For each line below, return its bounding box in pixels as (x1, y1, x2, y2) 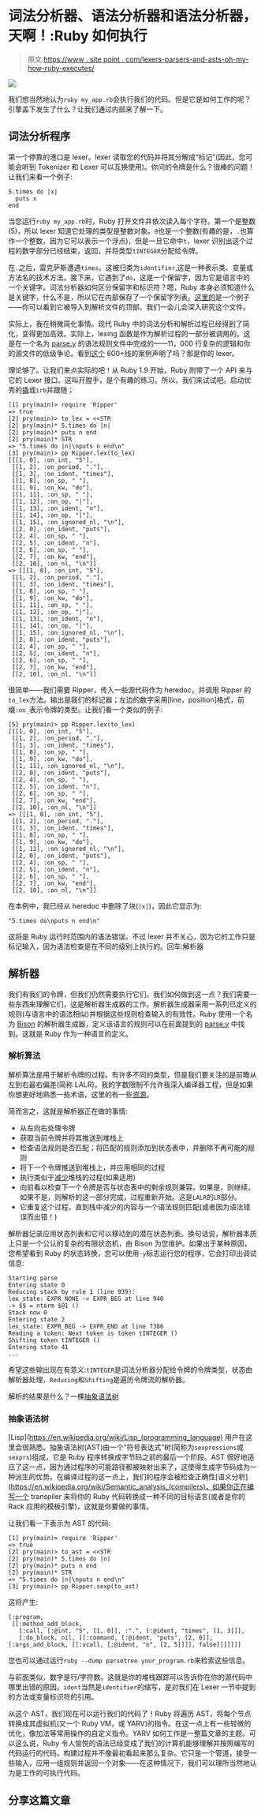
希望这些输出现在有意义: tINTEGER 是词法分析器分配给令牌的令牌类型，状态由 (8, 1365, 253, 1374)
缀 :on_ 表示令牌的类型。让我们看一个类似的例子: (8, 704, 163, 714)
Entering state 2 (8, 1315, 65, 1323)
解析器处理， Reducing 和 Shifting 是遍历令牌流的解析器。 (8, 1374, 189, 1384)
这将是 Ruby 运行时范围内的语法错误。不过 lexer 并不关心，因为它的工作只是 (8, 931, 256, 941)
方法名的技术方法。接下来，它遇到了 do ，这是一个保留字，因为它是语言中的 (8, 272, 251, 282)
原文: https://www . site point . (27, 54, 125, 64)
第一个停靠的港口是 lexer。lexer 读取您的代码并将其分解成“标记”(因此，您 (8, 152, 246, 162)
